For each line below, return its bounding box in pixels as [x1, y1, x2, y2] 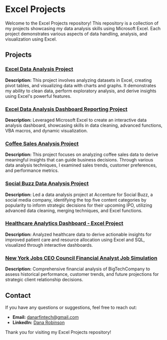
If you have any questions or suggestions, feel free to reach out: [5, 304, 137, 310]
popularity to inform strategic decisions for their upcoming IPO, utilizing [5, 202, 152, 208]
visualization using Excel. [5, 36, 57, 42]
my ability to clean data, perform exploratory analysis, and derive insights [5, 88, 156, 94]
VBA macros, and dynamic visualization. [5, 127, 88, 133]
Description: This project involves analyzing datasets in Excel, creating [5, 77, 152, 83]
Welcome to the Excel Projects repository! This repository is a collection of [5, 20, 159, 26]
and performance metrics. [5, 167, 59, 174]
